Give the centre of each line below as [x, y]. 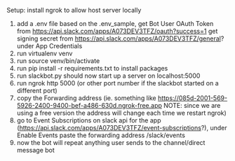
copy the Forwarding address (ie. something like [86, 98]
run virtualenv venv [45, 53]
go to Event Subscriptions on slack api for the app [89, 120]
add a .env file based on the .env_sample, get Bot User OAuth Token [115, 23]
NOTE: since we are [192, 105]
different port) [37, 91]
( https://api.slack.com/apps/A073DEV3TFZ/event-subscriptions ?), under [122, 128]
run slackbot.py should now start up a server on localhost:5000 [108, 76]
